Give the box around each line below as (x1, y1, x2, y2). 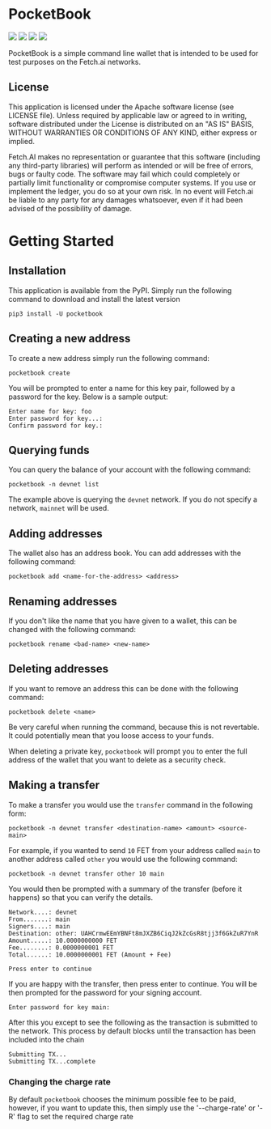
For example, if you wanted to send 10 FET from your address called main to (8, 845, 260, 855)
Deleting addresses (8, 662, 109, 676)
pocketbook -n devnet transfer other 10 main (8, 869, 164, 878)
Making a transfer (8, 779, 100, 792)
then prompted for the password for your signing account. (8, 987, 202, 997)
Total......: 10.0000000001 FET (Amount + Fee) (8, 950, 172, 959)
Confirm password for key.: (8, 422, 104, 430)
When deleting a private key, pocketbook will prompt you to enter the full (8, 746, 248, 756)
